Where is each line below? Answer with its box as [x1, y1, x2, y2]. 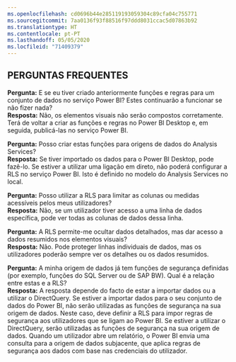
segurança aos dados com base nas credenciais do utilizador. [7, 346, 188, 355]
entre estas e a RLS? [7, 278, 67, 287]
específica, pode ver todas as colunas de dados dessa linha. [7, 213, 184, 222]
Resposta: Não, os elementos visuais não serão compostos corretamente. [7, 111, 224, 119]
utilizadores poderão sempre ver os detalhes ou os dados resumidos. [7, 249, 209, 259]
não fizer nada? [7, 103, 53, 112]
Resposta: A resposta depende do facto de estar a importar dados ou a [7, 286, 216, 295]
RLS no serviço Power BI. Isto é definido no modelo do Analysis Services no [7, 169, 228, 178]
